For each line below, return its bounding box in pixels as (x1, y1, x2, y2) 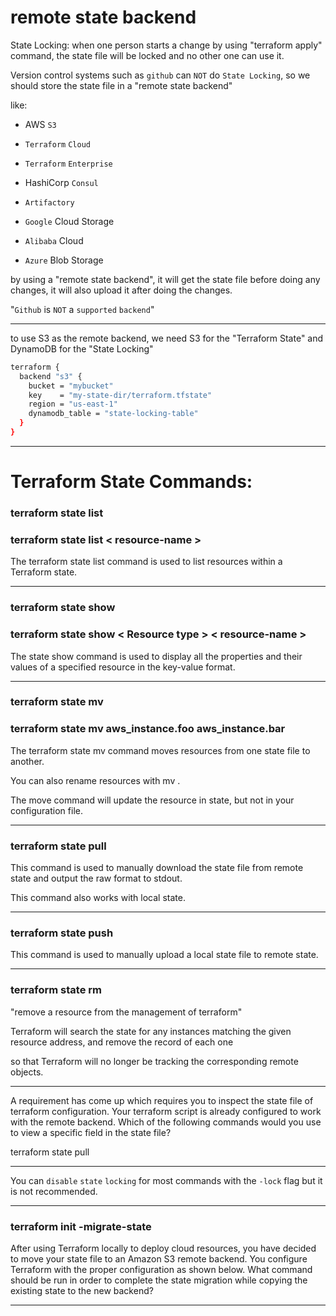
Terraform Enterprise (24, 159, 113, 169)
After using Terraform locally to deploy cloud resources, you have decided (10, 1242, 317, 1254)
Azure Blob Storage (24, 254, 104, 266)
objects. (10, 1066, 44, 1078)
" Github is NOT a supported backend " (10, 303, 155, 315)
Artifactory (24, 197, 75, 208)
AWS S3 (24, 118, 57, 130)
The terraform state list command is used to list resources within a (10, 556, 283, 568)
